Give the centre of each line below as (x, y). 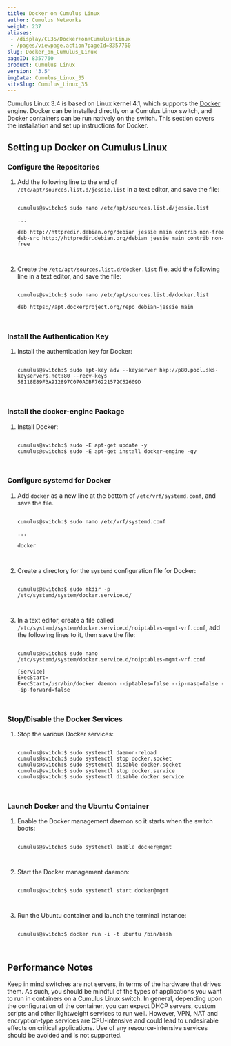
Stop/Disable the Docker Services (65, 719)
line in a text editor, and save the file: (69, 276)
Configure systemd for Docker (59, 481)
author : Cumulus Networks (44, 20)
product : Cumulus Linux (41, 65)
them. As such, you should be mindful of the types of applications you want (114, 992)
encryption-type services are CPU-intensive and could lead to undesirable (113, 1020)
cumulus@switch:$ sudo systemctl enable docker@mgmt (94, 847)
